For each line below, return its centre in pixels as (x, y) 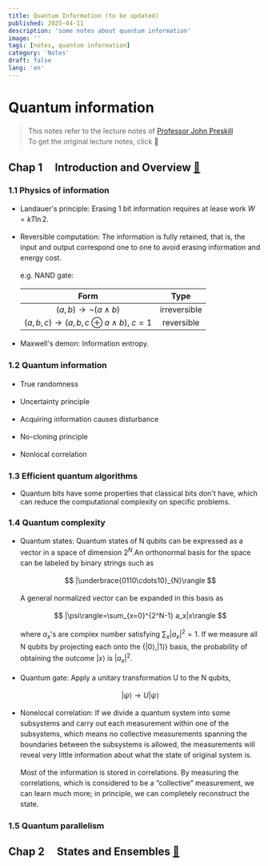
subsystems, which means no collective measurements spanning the (134, 734)
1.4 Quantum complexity (57, 522)
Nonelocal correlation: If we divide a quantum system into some (125, 712)
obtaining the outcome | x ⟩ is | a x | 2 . (76, 658)
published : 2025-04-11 (46, 23)
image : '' (25, 38)
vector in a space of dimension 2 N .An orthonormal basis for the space (135, 552)
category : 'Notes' (39, 53)
